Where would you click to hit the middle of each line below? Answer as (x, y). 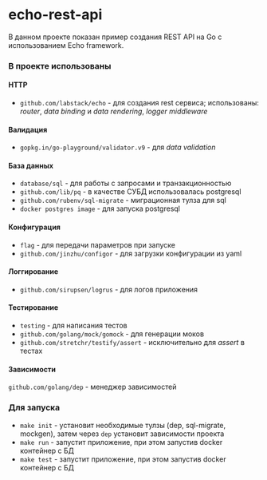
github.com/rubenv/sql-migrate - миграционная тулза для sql (123, 200)
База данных (31, 165)
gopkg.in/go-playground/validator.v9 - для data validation (118, 147)
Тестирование (33, 307)
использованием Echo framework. (66, 45)
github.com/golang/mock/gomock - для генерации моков (112, 334)
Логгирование (33, 272)
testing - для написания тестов (73, 326)
